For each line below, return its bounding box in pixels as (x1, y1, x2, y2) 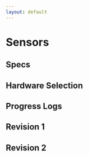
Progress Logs (6, 101, 63, 111)
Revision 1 (6, 122, 45, 132)
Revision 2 (6, 142, 47, 153)
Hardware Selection (6, 80, 83, 90)
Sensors (6, 35, 50, 49)
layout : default (6, 9, 47, 15)
